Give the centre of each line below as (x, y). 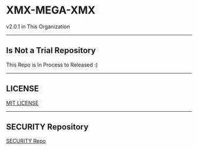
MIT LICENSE (22, 103)
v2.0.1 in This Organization (38, 26)
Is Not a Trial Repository (51, 51)
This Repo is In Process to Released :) (52, 65)
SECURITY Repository (47, 127)
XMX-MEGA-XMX (51, 10)
